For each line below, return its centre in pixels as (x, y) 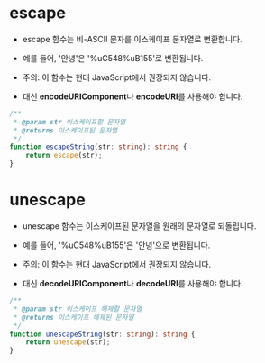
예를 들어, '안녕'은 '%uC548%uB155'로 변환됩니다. (113, 58)
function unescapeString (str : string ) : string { (102, 334)
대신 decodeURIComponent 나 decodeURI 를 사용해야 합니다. (132, 283)
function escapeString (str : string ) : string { (98, 147)
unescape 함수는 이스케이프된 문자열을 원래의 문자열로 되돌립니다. (139, 226)
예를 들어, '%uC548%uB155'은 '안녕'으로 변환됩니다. (116, 245)
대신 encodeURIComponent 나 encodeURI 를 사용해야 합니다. (132, 96)
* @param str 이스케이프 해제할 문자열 (78, 309)
